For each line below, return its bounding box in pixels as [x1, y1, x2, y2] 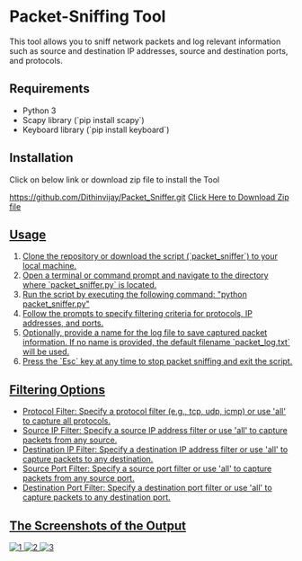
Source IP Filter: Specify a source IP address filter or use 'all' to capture [22, 425, 288, 436]
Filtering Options [9, 382, 106, 397]
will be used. [22, 346, 70, 357]
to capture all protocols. [22, 415, 111, 426]
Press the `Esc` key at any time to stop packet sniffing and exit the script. [22, 356, 293, 367]
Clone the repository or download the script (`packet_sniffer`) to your [22, 251, 279, 262]
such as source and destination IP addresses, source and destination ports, [9, 45, 289, 56]
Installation [9, 150, 74, 165]
